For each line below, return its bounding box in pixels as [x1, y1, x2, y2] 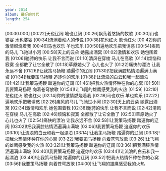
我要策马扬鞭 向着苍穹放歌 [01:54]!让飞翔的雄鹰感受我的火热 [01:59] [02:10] [5, 86, 159, 92]
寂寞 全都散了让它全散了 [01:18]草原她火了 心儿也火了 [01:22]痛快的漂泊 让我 [5, 61, 161, 67]
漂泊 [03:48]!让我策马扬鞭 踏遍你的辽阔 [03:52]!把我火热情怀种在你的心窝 [9, 155, 159, 161]
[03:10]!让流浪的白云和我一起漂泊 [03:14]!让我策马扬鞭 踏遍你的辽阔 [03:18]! [5, 130, 160, 136]
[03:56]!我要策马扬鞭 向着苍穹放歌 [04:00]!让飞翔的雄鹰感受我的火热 [5, 161, 145, 167]
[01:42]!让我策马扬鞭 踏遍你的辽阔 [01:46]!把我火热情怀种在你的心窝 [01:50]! [5, 80, 160, 86]
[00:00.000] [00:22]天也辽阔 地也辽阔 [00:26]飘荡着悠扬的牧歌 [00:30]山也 [5, 31, 159, 37]
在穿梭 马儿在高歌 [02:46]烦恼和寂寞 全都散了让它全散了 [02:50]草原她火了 [5, 111, 158, 117]
